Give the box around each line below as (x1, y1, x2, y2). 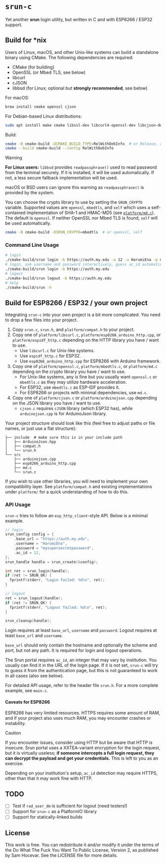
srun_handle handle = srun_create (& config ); (5, 559, 98, 564)
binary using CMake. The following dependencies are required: (5, 54, 133, 60)
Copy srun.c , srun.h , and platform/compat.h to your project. (12, 326, 135, 333)
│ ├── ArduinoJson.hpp (5, 440, 56, 445)
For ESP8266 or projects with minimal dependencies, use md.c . (19, 390, 148, 396)
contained (5, 210, 26, 216)
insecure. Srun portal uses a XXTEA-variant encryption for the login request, (5, 745, 161, 751)
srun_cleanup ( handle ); (5, 618, 52, 624)
